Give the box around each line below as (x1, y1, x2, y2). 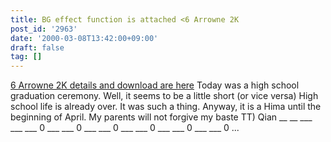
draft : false (10, 42, 65, 53)
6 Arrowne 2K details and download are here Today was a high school (10, 79, 300, 91)
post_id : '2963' (10, 24, 78, 34)
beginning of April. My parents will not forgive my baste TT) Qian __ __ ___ (10, 111, 313, 123)
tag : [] (10, 52, 43, 62)
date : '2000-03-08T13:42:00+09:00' (10, 33, 159, 43)
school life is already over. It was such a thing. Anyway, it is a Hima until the (10, 101, 322, 113)
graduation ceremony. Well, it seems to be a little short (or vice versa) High (10, 90, 319, 102)
